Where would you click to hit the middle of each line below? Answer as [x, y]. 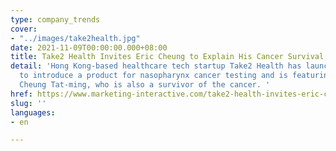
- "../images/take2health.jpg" [75, 38]
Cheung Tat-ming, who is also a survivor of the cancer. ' [145, 85]
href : [21, 94]
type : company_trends [55, 19]
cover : [24, 29]
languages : [33, 112]
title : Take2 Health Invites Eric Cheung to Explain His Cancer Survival [167, 57]
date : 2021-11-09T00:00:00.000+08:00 [89, 47]
